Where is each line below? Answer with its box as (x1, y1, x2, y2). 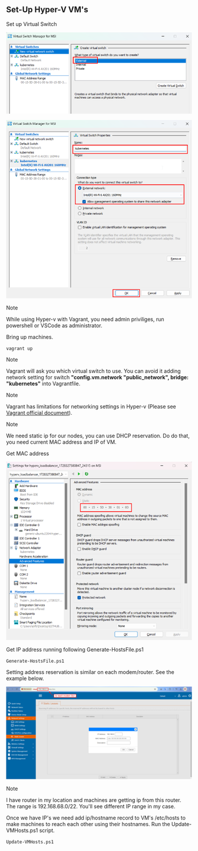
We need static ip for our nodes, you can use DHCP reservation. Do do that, (6, 432, 190, 439)
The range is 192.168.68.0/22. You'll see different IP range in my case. (6, 802, 176, 810)
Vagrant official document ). (6, 409, 72, 416)
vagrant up (6, 346, 33, 352)
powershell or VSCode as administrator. (6, 322, 103, 329)
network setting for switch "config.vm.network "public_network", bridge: (6, 373, 189, 381)
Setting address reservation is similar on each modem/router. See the (6, 668, 175, 675)
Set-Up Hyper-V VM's (6, 5, 88, 15)
